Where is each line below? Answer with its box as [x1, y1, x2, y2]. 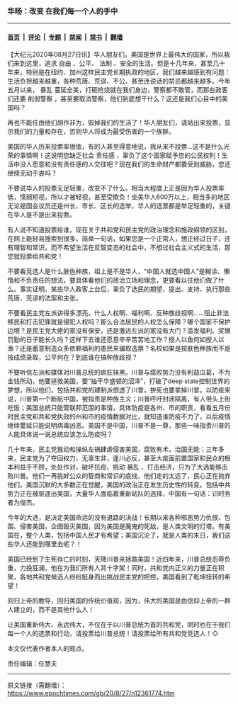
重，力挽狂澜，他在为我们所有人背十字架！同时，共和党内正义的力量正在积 [7, 563, 225, 572]
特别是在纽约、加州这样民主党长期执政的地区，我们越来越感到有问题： [25, 67, 231, 76]
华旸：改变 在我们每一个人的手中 [7, 6, 118, 16]
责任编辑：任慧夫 [7, 659, 57, 667]
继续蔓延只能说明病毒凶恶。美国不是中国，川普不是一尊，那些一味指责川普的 [7, 421, 231, 429]
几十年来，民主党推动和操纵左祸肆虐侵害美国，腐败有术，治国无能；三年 [7, 445, 218, 453]
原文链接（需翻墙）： [7, 681, 67, 689]
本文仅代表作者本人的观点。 [7, 644, 89, 652]
